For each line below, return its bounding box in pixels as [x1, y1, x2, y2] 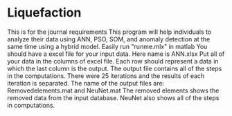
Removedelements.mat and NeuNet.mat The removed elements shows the [7, 86, 220, 95]
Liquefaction [7, 5, 82, 21]
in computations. [7, 101, 55, 109]
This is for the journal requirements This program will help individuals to [7, 28, 212, 36]
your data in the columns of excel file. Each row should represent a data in [7, 57, 220, 65]
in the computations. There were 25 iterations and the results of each [7, 71, 205, 80]
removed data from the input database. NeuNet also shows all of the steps [7, 93, 220, 101]
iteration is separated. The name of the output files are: [7, 79, 165, 87]
